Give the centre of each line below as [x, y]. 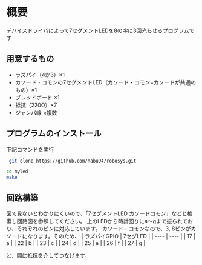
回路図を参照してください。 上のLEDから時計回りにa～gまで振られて [102, 221]
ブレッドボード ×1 [37, 97]
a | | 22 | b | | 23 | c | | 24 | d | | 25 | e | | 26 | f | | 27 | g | [76, 243]
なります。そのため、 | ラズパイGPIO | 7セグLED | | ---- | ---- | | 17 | [111, 236]
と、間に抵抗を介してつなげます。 [48, 256]
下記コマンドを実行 [30, 149]
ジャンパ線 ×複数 [36, 112]
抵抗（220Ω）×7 [36, 105]
